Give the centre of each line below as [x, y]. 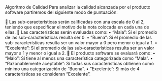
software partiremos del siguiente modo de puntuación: [62, 12]
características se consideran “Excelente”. [48, 74]
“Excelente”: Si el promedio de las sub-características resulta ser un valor [80, 48]
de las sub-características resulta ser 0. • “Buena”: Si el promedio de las [78, 37]
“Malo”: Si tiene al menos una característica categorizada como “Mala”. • [79, 58]
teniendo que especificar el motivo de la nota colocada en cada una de [77, 27]
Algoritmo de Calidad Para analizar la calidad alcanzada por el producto [78, 7]
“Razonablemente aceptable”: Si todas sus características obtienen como [80, 64]
